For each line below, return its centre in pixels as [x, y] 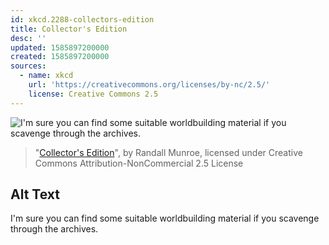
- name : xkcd [46, 76]
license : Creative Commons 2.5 [93, 94]
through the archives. [54, 229]
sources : [28, 66]
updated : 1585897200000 [60, 47]
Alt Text [35, 194]
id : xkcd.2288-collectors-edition [82, 19]
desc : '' [28, 38]
